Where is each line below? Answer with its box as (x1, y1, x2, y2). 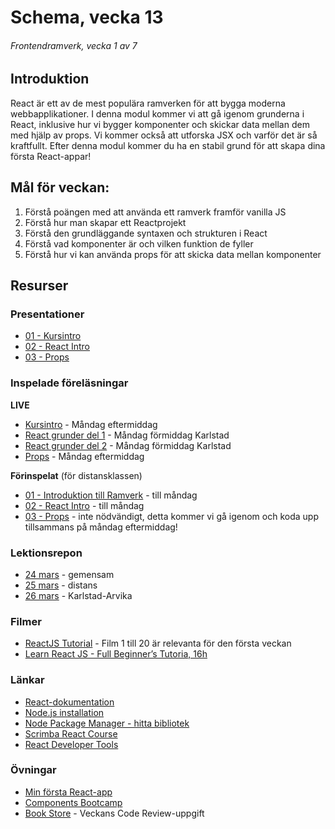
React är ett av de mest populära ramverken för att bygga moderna (10, 97, 286, 109)
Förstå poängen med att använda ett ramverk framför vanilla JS (24, 206, 287, 218)
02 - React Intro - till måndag (24, 499, 145, 511)
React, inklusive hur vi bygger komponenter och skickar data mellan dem (10, 118, 310, 130)
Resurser (10, 277, 69, 295)
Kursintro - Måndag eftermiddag (24, 418, 158, 430)
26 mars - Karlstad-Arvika (24, 589, 133, 601)
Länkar (10, 673, 45, 687)
